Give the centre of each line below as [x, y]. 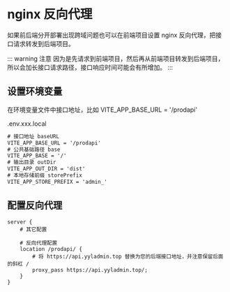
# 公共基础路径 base [34, 149]
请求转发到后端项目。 [44, 43]
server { [20, 222]
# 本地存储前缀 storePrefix [45, 175]
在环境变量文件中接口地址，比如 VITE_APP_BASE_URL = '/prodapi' [102, 110]
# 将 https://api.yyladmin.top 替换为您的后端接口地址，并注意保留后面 [128, 256]
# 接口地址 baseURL [33, 136]
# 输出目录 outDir [32, 162]
